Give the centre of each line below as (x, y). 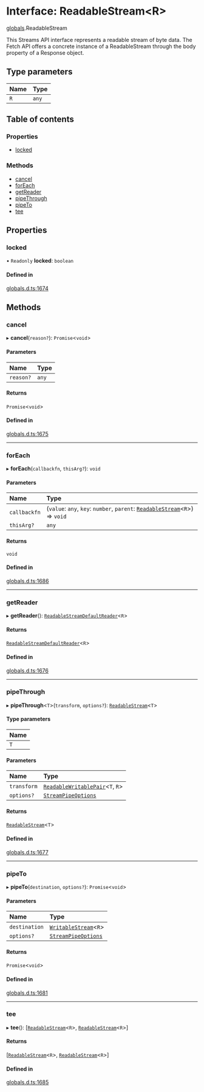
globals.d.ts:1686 (28, 581)
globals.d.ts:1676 (27, 671)
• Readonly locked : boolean (40, 261)
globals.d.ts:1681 (27, 993)
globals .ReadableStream (37, 28)
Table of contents (40, 119)
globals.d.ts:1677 (27, 852)
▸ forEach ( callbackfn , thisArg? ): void (54, 469)
